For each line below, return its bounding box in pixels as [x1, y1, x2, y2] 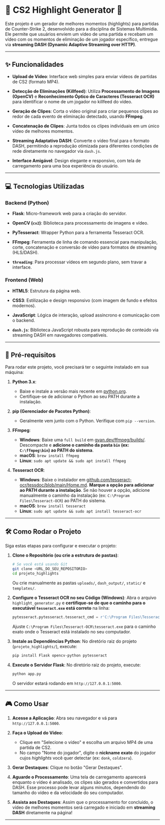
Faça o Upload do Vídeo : [12, 730, 63, 736]
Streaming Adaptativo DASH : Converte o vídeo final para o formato [12, 138, 150, 143]
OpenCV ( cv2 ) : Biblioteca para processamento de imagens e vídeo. [12, 220, 149, 226]
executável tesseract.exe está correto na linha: [12, 605, 110, 611]
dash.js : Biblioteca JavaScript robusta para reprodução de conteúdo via [12, 327, 159, 333]
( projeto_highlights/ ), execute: [12, 643, 78, 649]
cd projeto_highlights [12, 571, 59, 576]
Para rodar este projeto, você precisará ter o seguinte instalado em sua [5, 364, 149, 370]
